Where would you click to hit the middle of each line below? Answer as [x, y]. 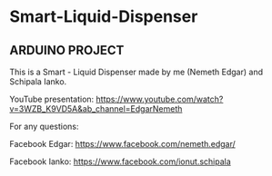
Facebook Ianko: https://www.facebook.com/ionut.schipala [121, 161]
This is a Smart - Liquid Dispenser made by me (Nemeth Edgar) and [136, 72]
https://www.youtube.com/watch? [160, 99]
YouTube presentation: [52, 99]
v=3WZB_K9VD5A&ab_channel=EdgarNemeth [96, 109]
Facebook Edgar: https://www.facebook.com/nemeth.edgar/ [123, 144]
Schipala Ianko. [38, 82]
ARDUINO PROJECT [67, 50]
